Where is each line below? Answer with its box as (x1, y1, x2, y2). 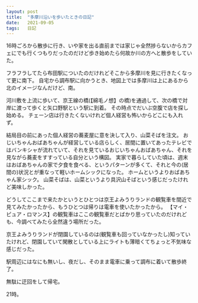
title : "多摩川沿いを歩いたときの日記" (6, 14, 95, 20)
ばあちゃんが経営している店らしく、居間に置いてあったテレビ (37, 139, 187, 146)
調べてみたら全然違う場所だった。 (21, 218, 105, 225)
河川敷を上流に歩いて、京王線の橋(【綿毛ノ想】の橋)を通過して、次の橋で (6, 97, 183, 104)
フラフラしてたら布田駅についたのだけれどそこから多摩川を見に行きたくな (6, 69, 187, 77)
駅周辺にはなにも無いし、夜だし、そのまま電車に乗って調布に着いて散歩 (6, 258, 182, 265)
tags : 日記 (6, 25, 37, 31)
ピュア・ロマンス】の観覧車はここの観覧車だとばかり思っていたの (6, 211, 167, 218)
